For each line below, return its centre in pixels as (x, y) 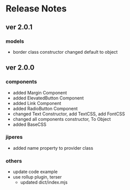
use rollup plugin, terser (37, 177)
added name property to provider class (53, 148)
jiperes (14, 137)
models (15, 41)
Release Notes (36, 9)
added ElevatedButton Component (48, 98)
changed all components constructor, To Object (62, 119)
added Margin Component (40, 93)
